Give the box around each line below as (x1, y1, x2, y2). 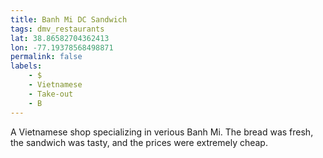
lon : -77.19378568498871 (10, 42, 114, 53)
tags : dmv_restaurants (10, 24, 105, 34)
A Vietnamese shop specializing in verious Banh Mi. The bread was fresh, (10, 126, 314, 138)
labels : (10, 61, 43, 71)
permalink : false (10, 52, 83, 62)
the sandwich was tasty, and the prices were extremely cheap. (10, 136, 268, 148)
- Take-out (28, 89, 74, 99)
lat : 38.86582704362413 (10, 33, 110, 43)
